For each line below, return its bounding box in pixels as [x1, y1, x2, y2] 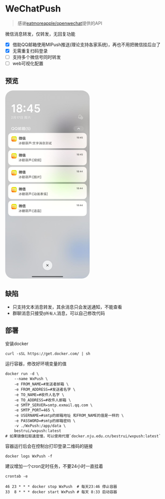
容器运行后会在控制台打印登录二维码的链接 [5, 443, 93, 449]
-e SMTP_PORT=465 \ [14, 407, 55, 413]
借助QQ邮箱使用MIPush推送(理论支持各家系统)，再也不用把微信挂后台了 [12, 41, 161, 48]
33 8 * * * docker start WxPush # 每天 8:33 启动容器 [5, 489, 117, 494]
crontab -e [5, 473, 28, 479]
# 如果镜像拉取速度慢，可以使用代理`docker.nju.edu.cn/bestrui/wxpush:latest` [5, 433, 161, 439]
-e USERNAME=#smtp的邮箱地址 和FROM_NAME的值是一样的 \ [14, 413, 124, 418]
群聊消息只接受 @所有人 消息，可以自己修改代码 [12, 310, 105, 316]
